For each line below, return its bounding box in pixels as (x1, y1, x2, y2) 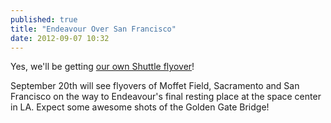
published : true (10, 14, 78, 25)
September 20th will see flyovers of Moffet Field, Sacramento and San (10, 80, 300, 92)
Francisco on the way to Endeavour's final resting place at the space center (10, 91, 322, 103)
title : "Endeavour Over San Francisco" (10, 24, 177, 34)
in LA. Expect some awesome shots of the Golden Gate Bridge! (10, 101, 270, 113)
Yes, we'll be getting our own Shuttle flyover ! (10, 61, 195, 73)
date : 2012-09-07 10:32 (10, 33, 110, 43)
